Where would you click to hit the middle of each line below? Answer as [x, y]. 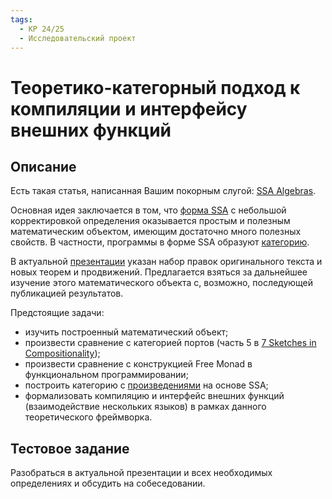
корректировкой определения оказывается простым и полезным [150, 221]
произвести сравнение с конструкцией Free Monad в [138, 364]
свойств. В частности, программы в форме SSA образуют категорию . [160, 242]
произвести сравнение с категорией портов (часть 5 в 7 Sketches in [170, 343]
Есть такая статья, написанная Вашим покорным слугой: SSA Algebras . [163, 191]
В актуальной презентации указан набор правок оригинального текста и [166, 262]
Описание [43, 166]
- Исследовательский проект [78, 38]
